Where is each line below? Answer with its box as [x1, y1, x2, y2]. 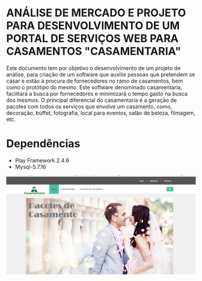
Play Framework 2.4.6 [14, 157, 69, 164]
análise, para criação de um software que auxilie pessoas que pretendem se [6, 71, 195, 78]
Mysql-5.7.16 [14, 163, 46, 170]
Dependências [6, 137, 81, 151]
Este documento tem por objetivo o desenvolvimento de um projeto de [6, 64, 181, 72]
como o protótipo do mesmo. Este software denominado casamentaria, [6, 83, 182, 90]
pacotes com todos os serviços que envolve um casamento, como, [6, 103, 173, 110]
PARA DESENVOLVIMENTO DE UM [6, 19, 180, 33]
